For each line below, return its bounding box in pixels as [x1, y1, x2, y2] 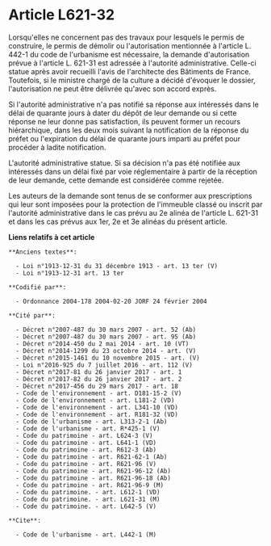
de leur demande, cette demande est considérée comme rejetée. [8, 175, 224, 185]
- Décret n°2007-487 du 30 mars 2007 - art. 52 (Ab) [15, 325, 197, 334]
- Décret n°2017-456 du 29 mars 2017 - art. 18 [15, 382, 179, 390]
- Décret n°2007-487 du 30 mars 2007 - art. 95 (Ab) [15, 333, 197, 341]
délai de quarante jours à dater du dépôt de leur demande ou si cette [8, 107, 237, 118]
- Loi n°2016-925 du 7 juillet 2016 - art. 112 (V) [15, 361, 194, 369]
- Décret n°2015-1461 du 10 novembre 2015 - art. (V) [15, 354, 200, 362]
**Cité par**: [8, 311, 56, 320]
